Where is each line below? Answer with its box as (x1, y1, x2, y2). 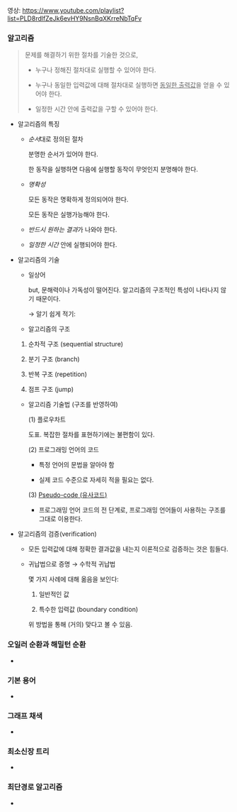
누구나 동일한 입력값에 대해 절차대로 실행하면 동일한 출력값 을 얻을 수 (35, 81, 223, 89)
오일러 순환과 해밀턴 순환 (7, 640, 86, 649)
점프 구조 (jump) (28, 385, 74, 394)
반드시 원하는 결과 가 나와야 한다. (28, 226, 117, 234)
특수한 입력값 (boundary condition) (38, 605, 139, 614)
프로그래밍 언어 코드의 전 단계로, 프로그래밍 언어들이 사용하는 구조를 (38, 506, 226, 515)
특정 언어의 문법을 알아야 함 (38, 461, 115, 469)
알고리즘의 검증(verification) (17, 530, 97, 538)
